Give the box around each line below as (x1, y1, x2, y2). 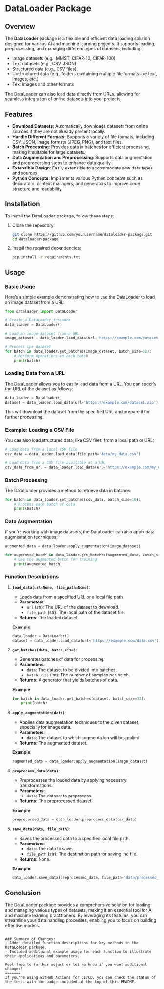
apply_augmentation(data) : (12, 710, 66, 716)
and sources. (12, 170, 39, 176)
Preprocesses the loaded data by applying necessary (19, 777, 127, 783)
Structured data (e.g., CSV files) (12, 66, 77, 72)
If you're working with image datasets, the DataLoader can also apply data (5, 529, 155, 534)
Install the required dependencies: (12, 245, 82, 251)
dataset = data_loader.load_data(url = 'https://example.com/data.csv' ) (12, 638, 159, 643)
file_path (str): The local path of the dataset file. (26, 609, 125, 615)
